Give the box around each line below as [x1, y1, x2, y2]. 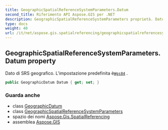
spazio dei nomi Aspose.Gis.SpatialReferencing [12, 113, 110, 119]
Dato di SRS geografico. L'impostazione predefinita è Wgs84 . [5, 70, 128, 76]
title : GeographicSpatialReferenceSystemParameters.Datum [5, 7, 128, 12]
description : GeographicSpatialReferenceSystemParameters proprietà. [5, 16, 153, 21]
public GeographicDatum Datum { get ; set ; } [5, 79, 99, 85]
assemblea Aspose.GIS [12, 118, 60, 125]
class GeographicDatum [12, 103, 62, 109]
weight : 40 [5, 26, 28, 31]
